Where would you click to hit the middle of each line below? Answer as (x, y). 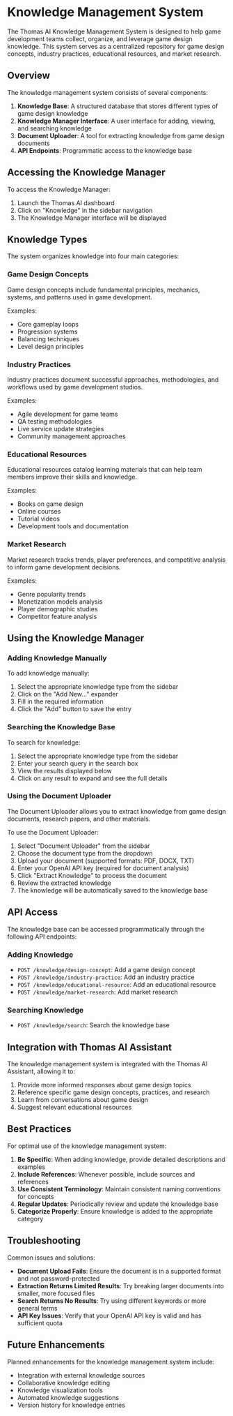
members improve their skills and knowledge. (72, 477)
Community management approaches (72, 436)
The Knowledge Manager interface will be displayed (92, 218)
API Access (33, 912)
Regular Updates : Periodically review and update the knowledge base (118, 1204)
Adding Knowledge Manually (57, 658)
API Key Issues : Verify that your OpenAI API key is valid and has (109, 1316)
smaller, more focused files (56, 1293)
